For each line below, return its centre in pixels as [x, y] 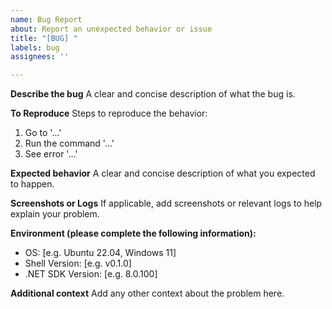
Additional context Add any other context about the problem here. [147, 293]
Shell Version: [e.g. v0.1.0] [78, 263]
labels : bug [35, 47]
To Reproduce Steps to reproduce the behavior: [109, 113]
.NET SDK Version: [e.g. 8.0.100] [91, 274]
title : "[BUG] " [44, 38]
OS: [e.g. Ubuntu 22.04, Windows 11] [100, 253]
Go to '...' [43, 133]
